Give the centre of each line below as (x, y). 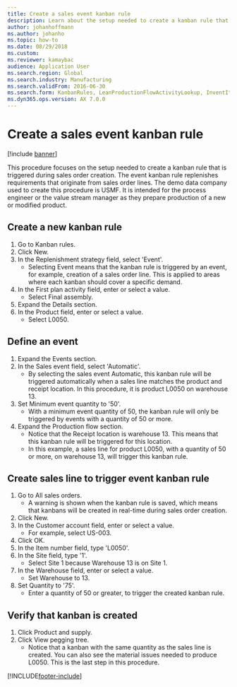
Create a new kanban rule (65, 227)
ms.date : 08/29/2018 (38, 47)
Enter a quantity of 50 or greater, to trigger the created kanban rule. (126, 593)
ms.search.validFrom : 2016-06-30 (56, 86)
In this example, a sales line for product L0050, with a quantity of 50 (127, 449)
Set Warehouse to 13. (59, 578)
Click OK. (31, 541)
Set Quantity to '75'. (46, 586)
